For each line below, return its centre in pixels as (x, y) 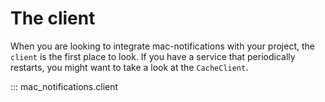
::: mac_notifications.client (64, 86)
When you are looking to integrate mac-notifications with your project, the (162, 46)
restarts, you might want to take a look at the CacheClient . (129, 67)
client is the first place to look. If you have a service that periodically (153, 56)
